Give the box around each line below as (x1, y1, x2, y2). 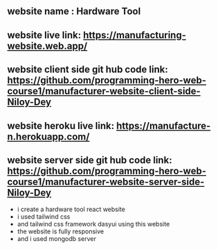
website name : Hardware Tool (7, 6, 141, 17)
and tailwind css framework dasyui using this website (17, 220, 170, 228)
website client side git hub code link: (7, 64, 168, 76)
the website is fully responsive (17, 227, 105, 235)
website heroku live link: (7, 119, 115, 131)
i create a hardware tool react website (17, 205, 126, 214)
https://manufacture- (116, 119, 211, 131)
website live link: (7, 29, 82, 41)
